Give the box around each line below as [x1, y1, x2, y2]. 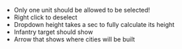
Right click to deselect [13, 13, 78, 21]
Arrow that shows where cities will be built [13, 35, 135, 43]
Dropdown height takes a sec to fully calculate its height [13, 21, 175, 28]
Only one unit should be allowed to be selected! [13, 6, 151, 14]
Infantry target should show [13, 28, 94, 36]
